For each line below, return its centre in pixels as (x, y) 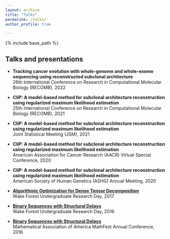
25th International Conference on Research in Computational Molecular (87, 108)
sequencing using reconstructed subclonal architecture (73, 77)
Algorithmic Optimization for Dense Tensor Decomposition (76, 191)
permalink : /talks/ (26, 19)
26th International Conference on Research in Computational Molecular (87, 82)
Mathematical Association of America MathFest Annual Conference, (83, 227)
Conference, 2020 (32, 160)
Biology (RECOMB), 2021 (39, 114)
